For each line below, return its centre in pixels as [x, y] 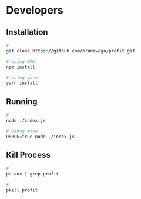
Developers [35, 10]
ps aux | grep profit [33, 174]
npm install [21, 67]
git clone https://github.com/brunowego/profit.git [70, 51]
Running [22, 102]
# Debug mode [22, 131]
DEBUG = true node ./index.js [41, 137]
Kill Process [28, 155]
